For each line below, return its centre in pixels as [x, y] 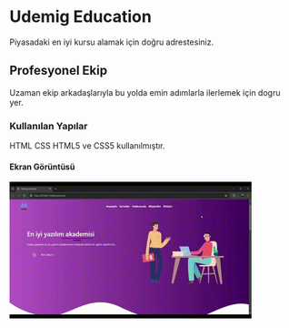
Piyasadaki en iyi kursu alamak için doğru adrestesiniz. [112, 42]
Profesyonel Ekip [58, 71]
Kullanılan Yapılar [49, 126]
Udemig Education [80, 17]
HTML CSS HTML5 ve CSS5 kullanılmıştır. [87, 146]
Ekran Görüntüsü [42, 167]
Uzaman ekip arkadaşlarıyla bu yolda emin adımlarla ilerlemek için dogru [145, 92]
